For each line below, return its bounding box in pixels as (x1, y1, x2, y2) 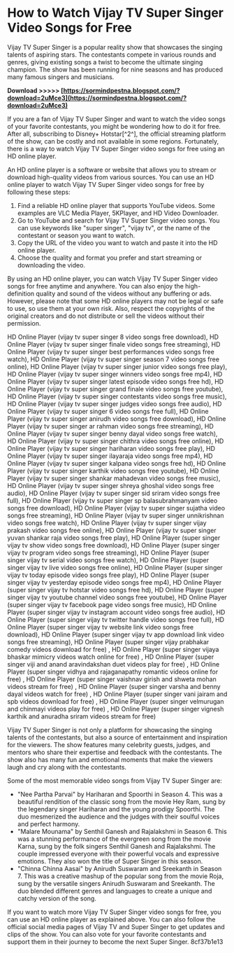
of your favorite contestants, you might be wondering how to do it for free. (7, 122, 221, 130)
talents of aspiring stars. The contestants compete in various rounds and (7, 50, 217, 59)
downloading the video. (17, 260, 86, 269)
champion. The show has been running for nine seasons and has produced (7, 65, 224, 74)
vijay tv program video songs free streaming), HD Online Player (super (7, 548, 210, 557)
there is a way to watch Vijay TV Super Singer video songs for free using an (7, 144, 225, 153)
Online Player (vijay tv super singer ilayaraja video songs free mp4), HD (7, 452, 213, 460)
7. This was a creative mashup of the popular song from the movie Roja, (17, 872, 224, 880)
